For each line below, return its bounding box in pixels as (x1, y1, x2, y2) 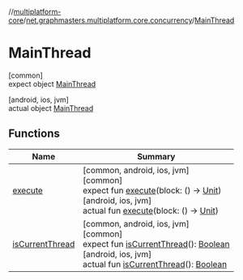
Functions (8, 127, 61, 141)
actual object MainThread (8, 103, 94, 112)
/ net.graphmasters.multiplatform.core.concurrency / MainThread (23, 15, 235, 25)
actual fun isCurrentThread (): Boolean (82, 258, 228, 269)
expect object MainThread (8, 78, 96, 88)
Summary (137, 151, 176, 162)
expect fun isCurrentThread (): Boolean (82, 238, 230, 249)
